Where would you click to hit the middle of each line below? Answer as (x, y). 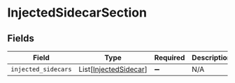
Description (212, 58)
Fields (21, 38)
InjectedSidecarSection (77, 13)
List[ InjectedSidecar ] (113, 69)
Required (170, 58)
